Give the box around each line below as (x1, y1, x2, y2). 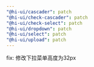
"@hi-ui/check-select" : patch (6, 20, 83, 26)
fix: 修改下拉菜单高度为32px (6, 54, 76, 61)
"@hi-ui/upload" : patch (6, 37, 67, 43)
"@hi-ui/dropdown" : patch (6, 25, 72, 32)
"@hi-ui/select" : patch (6, 31, 67, 37)
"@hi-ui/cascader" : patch (6, 8, 72, 15)
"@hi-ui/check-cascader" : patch (6, 14, 88, 21)
